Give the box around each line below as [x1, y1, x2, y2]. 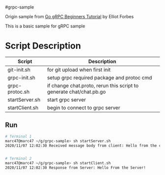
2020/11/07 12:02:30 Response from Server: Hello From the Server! [5, 165, 146, 171]
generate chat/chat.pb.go [47, 88, 106, 95]
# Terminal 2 [5, 156, 32, 161]
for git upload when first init [47, 66, 111, 73]
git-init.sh [7, 66, 30, 73]
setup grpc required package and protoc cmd [47, 74, 152, 81]
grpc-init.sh [7, 74, 36, 81]
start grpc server [47, 96, 86, 103]
